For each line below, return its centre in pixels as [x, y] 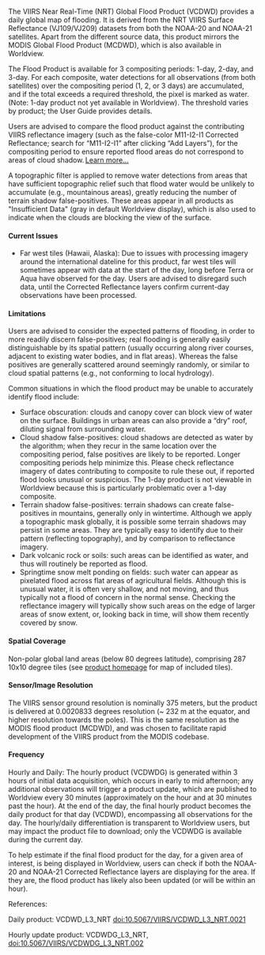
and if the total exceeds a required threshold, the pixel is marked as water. [129, 94]
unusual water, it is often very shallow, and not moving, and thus [124, 589]
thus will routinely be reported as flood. [83, 564]
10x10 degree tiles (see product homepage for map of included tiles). [121, 667]
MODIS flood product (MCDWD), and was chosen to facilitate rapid [117, 728]
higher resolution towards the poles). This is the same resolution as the [124, 720]
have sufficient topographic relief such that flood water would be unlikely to [131, 184]
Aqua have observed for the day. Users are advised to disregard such [133, 279]
